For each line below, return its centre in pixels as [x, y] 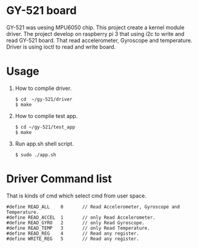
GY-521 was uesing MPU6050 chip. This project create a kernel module [95, 27]
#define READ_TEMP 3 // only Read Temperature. [78, 228]
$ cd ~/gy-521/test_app [45, 127]
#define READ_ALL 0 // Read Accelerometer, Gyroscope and [93, 207]
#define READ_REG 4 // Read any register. [73, 233]
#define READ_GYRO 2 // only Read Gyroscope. [76, 222]
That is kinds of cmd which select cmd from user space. [76, 196]
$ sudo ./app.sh [35, 155]
